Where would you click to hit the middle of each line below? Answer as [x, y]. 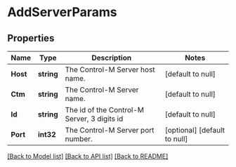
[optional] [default [195, 130]
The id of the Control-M [104, 110]
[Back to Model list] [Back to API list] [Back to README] [88, 156]
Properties [31, 38]
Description [111, 58]
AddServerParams [62, 12]
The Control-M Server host [110, 69]
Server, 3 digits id [94, 119]
